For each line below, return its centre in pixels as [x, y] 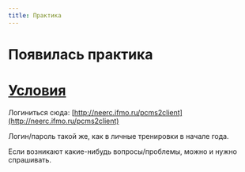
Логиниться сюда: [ [41, 112]
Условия [37, 91]
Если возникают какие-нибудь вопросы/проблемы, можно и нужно [122, 151]
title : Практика [35, 15]
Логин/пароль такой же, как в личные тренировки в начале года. [119, 136]
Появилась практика [81, 54]
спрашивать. [30, 159]
